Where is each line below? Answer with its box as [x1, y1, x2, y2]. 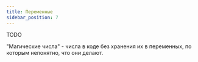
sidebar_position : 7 [6, 14, 59, 20]
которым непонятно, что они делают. [6, 49, 104, 56]
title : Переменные [6, 8, 53, 15]
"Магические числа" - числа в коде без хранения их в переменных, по [6, 43, 192, 50]
